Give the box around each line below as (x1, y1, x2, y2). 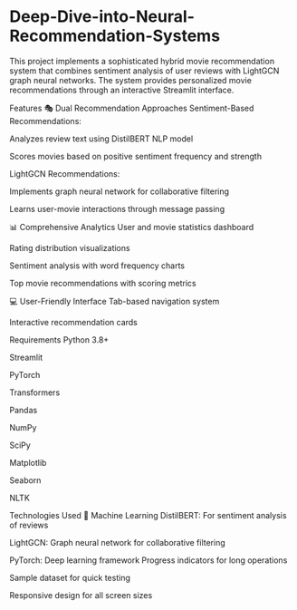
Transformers (9, 387, 61, 398)
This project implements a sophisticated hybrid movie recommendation (9, 55, 274, 66)
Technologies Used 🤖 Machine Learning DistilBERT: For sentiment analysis (9, 509, 287, 520)
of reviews (9, 519, 49, 530)
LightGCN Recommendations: (9, 168, 120, 179)
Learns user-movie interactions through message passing (9, 203, 225, 214)
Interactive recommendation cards (9, 316, 138, 327)
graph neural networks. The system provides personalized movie (9, 74, 252, 85)
